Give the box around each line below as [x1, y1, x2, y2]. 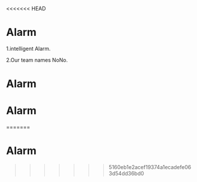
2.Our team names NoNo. [6, 56, 68, 64]
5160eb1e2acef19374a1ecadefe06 [109, 164, 192, 170]
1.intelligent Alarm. [6, 45, 51, 52]
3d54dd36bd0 [109, 170, 145, 177]
